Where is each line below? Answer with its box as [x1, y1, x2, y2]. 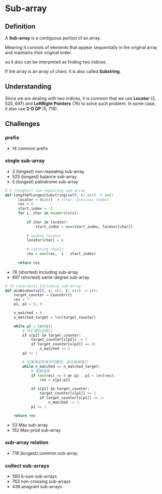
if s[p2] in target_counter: [22, 333, 81, 338]
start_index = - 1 [17, 206, 53, 211]
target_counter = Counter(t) [14, 293, 73, 297]
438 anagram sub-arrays [12, 484, 62, 490]
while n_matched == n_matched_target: [22, 364, 101, 369]
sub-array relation [5, 439, 49, 446]
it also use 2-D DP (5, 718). [5, 105, 59, 112]
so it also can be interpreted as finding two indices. [5, 59, 107, 65]
